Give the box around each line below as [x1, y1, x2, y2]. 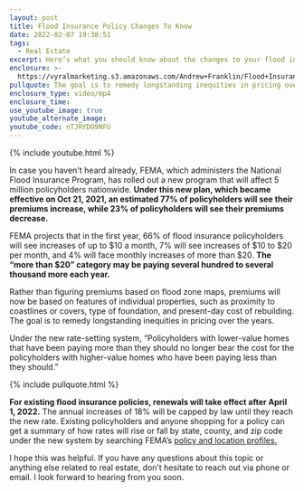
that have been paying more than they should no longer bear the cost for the [9, 343, 295, 353]
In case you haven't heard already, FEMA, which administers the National [9, 165, 282, 175]
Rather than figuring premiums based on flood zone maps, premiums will [9, 287, 280, 297]
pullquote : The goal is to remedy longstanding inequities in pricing [9, 80, 281, 90]
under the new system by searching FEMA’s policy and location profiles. [9, 435, 278, 446]
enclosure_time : [9, 97, 71, 107]
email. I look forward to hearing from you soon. [9, 472, 185, 482]
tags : [9, 38, 30, 48]
